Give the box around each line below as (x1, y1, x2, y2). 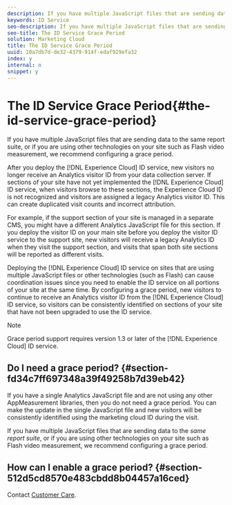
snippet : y (7, 68, 39, 75)
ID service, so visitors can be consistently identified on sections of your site (7, 300, 222, 309)
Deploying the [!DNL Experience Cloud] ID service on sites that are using (7, 264, 214, 272)
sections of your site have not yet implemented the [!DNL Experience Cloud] (7, 178, 224, 187)
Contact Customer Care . (7, 490, 77, 499)
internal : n (7, 62, 41, 68)
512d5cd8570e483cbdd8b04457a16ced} (7, 472, 190, 484)
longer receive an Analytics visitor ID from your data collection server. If (7, 171, 212, 179)
